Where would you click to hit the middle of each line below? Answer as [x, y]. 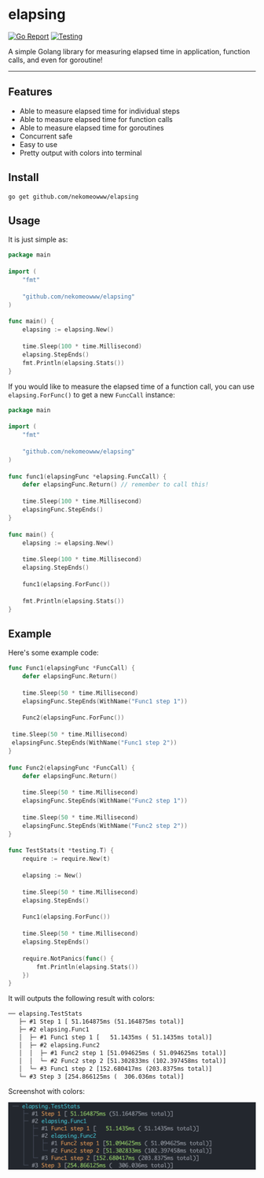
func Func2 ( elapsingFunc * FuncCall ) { [71, 768]
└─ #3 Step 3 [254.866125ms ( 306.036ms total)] [101, 1077]
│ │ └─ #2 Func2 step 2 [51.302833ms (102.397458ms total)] [122, 1061]
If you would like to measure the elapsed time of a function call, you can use [132, 386]
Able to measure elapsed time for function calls [96, 119]
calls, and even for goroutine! [56, 60]
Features [30, 92]
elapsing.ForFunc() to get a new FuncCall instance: [92, 394]
